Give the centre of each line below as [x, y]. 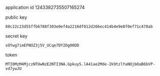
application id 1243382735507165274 [45, 7]
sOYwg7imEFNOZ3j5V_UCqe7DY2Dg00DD [42, 45]
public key [16, 17]
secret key [16, 36]
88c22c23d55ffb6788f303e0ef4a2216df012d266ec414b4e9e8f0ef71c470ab [79, 27]
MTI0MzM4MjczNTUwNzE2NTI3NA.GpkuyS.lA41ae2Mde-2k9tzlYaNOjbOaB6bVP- [80, 64]
